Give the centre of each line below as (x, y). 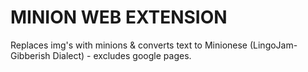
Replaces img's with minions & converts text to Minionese (129, 45)
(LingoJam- (273, 45)
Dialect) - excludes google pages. (122, 55)
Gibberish (30, 55)
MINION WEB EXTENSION (119, 17)
